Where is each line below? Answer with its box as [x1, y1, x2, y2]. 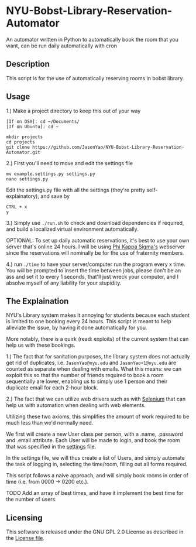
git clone [6, 144, 30, 150]
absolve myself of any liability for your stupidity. [6, 279, 122, 286]
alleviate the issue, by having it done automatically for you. [6, 324, 147, 331]
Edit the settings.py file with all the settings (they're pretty [6, 186, 146, 193]
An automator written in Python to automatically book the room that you [6, 36, 178, 43]
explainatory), [6, 192, 40, 200]
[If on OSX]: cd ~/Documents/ [6, 118, 80, 124]
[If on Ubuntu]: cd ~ [6, 124, 59, 129]
